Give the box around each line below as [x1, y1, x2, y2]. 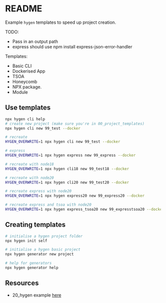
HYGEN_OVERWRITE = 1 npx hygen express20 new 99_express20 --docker [5, 193, 145, 198]
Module [12, 89, 28, 95]
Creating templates [5, 220, 66, 229]
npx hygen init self [5, 238, 48, 243]
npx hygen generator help [5, 265, 58, 270]
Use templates [5, 103, 51, 112]
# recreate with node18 [5, 162, 54, 167]
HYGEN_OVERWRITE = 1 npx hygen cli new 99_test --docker [5, 139, 121, 144]
